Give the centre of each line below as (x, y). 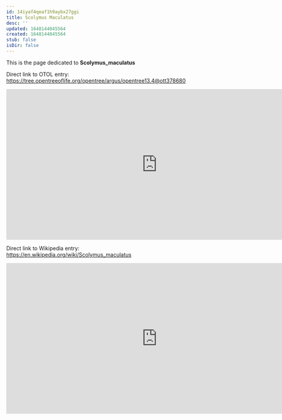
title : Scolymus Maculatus (40, 17)
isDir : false (23, 46)
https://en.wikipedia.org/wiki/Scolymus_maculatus (69, 254)
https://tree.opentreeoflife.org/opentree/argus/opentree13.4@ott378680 (96, 80)
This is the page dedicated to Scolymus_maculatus (71, 62)
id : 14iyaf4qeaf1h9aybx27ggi (43, 12)
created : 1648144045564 (36, 34)
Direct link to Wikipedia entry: (43, 248)
